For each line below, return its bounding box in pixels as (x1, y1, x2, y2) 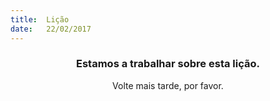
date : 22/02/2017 (10, 24, 92, 34)
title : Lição (10, 14, 70, 25)
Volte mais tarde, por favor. (112, 79, 224, 91)
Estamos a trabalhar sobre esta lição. (76, 57, 260, 71)
